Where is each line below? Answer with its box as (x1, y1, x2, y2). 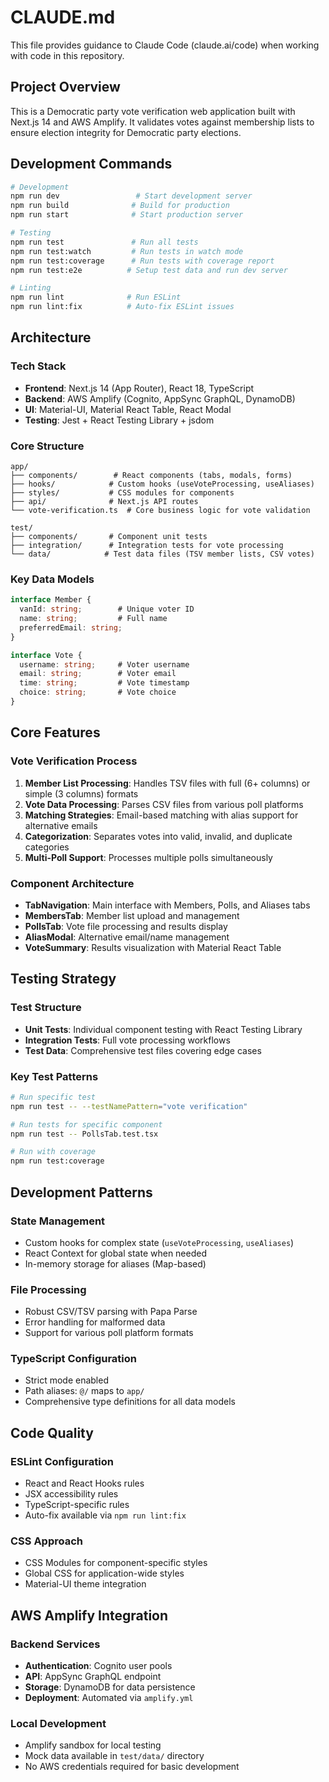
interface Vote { (10, 650, 83, 660)
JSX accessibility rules (24, 1488, 119, 1500)
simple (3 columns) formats (24, 787, 139, 800)
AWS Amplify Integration (10, 1607, 169, 1624)
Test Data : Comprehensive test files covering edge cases (24, 1044, 262, 1056)
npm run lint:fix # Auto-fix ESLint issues (10, 302, 235, 312)
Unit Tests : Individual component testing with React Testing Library (24, 1023, 303, 1035)
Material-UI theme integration (24, 1578, 147, 1590)
